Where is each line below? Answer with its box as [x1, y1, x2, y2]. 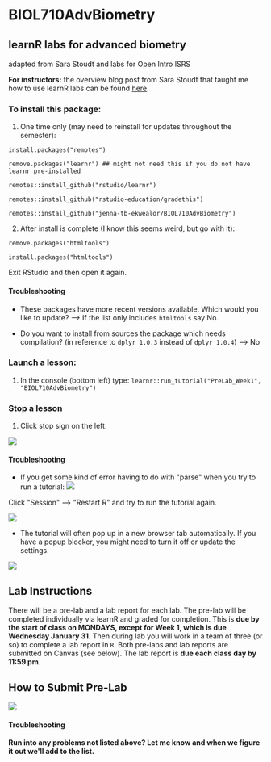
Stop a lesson [8, 402, 63, 413]
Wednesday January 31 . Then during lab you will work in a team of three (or [8, 631, 263, 641]
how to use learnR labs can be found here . [8, 83, 149, 93]
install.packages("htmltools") [8, 253, 114, 262]
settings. [19, 546, 50, 555]
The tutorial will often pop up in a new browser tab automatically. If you [19, 529, 256, 538]
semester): [19, 131, 56, 140]
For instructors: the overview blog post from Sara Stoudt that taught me [8, 75, 248, 84]
